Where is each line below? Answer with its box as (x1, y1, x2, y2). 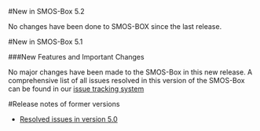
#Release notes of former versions (8, 100, 120, 108)
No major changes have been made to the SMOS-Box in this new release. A (8, 67, 253, 77)
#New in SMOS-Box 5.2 (8, 7, 85, 16)
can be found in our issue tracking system (8, 84, 145, 93)
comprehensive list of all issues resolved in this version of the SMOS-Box (8, 76, 245, 85)
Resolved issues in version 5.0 (19, 115, 118, 124)
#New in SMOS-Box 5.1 (8, 37, 83, 46)
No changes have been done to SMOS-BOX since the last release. (8, 22, 222, 31)
